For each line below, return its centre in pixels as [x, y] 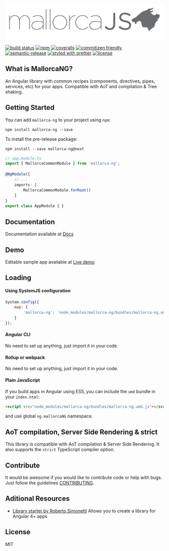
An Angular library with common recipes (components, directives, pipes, [80, 81]
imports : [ [26, 185]
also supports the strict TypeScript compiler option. [60, 450]
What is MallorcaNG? [39, 69]
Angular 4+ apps [30, 516]
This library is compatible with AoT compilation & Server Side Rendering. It [82, 444]
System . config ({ [22, 302]
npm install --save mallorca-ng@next [45, 149]
